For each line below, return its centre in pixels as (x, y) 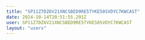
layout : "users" (26, 28)
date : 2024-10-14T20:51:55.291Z (46, 17)
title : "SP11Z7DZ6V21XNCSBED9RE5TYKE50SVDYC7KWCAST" (73, 11)
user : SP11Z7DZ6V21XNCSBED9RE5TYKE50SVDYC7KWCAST (69, 22)
